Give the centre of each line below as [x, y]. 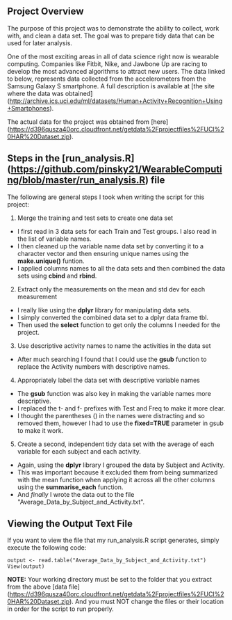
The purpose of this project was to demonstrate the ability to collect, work [113, 28]
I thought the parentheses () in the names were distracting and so [111, 415]
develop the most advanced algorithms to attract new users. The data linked [116, 71]
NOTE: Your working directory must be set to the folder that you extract [109, 580]
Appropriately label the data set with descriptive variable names [108, 380]
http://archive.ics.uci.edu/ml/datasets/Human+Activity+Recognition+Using [116, 101]
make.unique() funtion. [51, 261]
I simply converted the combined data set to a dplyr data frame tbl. [113, 317]
